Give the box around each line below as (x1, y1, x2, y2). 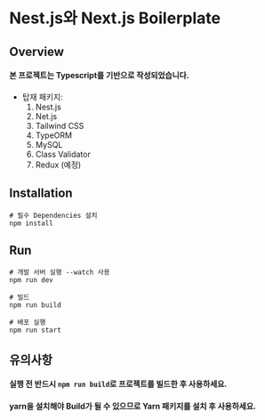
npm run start (9, 326, 62, 335)
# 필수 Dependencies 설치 (9, 211, 98, 220)
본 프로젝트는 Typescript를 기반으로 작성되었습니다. (9, 70, 189, 81)
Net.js (35, 110, 58, 121)
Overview (9, 44, 65, 59)
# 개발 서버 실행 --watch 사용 (9, 268, 110, 277)
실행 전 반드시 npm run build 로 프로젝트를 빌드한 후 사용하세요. (9, 379, 228, 390)
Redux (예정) (35, 159, 82, 170)
